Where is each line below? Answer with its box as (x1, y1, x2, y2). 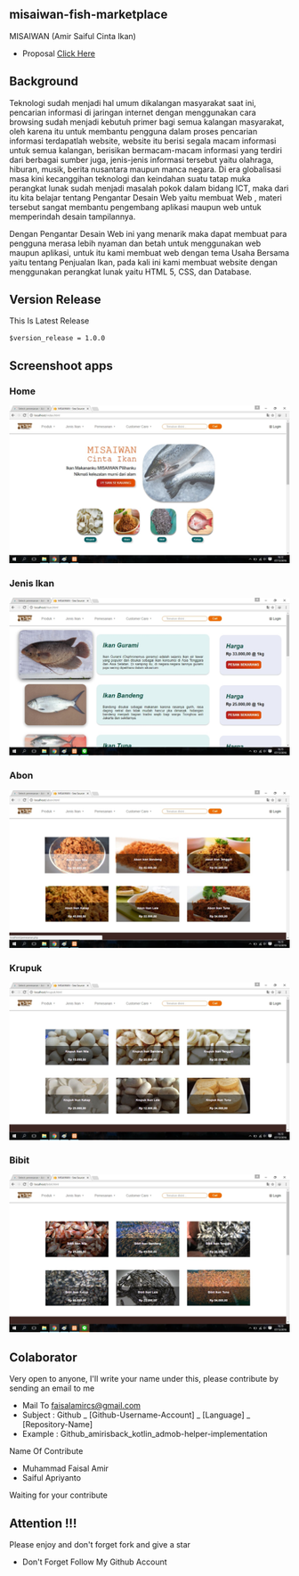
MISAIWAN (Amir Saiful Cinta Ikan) (9, 30, 136, 41)
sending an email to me (9, 1383, 95, 1393)
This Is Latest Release (9, 315, 90, 326)
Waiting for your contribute (9, 1490, 109, 1500)
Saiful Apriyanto (21, 1473, 82, 1483)
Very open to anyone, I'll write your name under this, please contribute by (9, 1374, 279, 1384)
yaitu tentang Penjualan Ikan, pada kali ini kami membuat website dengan (9, 257, 279, 267)
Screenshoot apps (9, 358, 113, 373)
